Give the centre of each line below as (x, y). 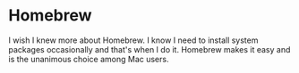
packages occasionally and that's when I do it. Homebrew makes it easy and (149, 49)
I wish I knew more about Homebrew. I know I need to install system (133, 40)
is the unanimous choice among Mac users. (89, 59)
